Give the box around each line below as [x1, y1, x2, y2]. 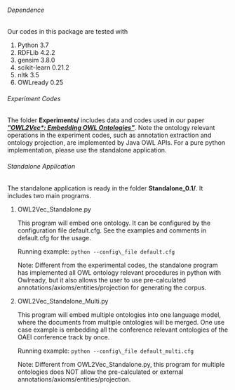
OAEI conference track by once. [17, 332, 110, 341]
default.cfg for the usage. [17, 233, 91, 242]
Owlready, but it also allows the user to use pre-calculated [17, 275, 187, 284]
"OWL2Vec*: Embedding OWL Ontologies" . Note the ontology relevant [7, 124, 215, 132]
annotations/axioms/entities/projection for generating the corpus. [17, 283, 207, 292]
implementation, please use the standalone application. [7, 146, 167, 155]
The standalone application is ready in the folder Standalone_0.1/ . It [7, 183, 203, 193]
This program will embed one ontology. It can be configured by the [17, 219, 211, 227]
